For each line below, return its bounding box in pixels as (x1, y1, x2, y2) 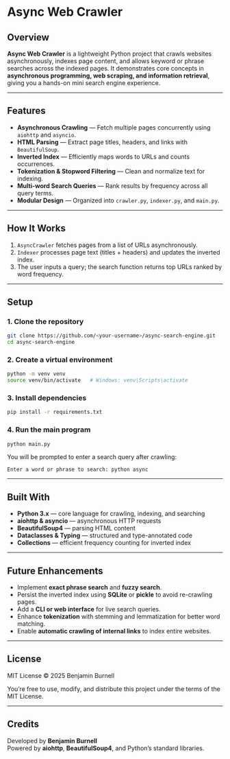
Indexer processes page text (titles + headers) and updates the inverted (16, 248, 220, 256)
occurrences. (16, 159, 55, 168)
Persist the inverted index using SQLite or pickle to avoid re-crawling (16, 591, 212, 599)
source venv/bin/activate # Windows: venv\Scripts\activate (7, 377, 188, 384)
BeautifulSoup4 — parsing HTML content (16, 524, 136, 533)
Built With (7, 491, 50, 503)
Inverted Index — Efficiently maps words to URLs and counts (16, 152, 190, 161)
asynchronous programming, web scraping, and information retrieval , (7, 71, 210, 80)
